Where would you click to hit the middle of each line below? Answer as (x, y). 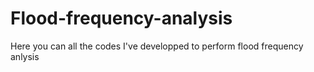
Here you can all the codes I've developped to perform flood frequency (157, 46)
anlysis (25, 56)
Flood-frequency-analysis (121, 18)
